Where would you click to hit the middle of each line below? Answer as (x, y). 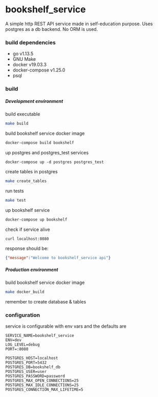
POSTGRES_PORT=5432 (26, 363)
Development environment (34, 101)
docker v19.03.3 (30, 65)
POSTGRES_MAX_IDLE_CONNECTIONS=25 (42, 385)
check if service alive (28, 229)
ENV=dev (14, 340)
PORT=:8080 (17, 349)
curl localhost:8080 (27, 239)
